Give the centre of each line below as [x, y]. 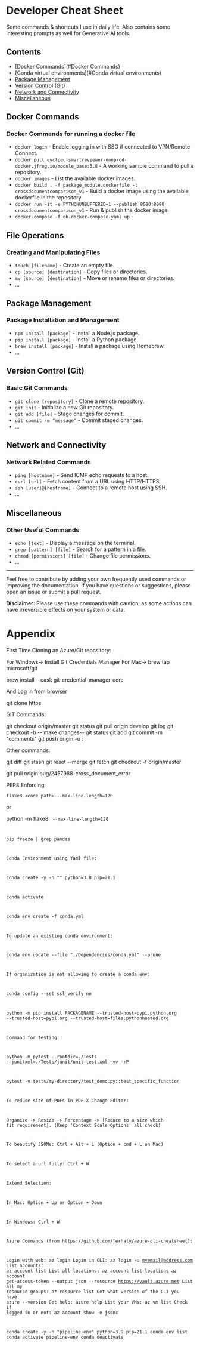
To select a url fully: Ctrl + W [48, 1164]
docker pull [29, 160]
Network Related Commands [49, 462]
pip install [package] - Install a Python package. [76, 339]
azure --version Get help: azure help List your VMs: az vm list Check [97, 1302]
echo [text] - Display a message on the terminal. [75, 543]
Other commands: [28, 750]
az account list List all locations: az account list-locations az [92, 1271]
